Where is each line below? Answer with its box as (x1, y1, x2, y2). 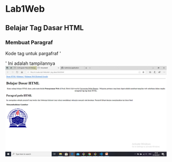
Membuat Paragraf (5, 39, 53, 46)
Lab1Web (5, 3, 45, 15)
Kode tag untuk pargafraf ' (5, 50, 61, 56)
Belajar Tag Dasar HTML (5, 24, 84, 32)
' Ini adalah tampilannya (5, 60, 55, 66)
